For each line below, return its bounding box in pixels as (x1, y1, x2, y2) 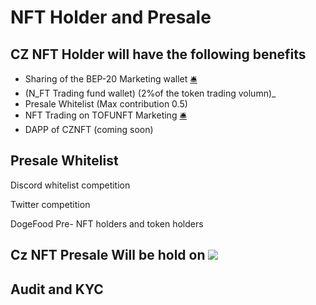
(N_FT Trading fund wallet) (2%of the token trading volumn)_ (24, 87, 277, 99)
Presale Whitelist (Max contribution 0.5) (24, 98, 188, 110)
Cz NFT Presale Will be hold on (10, 247, 206, 264)
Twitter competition (10, 198, 91, 210)
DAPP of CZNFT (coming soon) (24, 124, 154, 135)
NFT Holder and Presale (10, 6, 212, 29)
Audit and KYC (10, 281, 104, 298)
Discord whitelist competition (10, 179, 131, 191)
